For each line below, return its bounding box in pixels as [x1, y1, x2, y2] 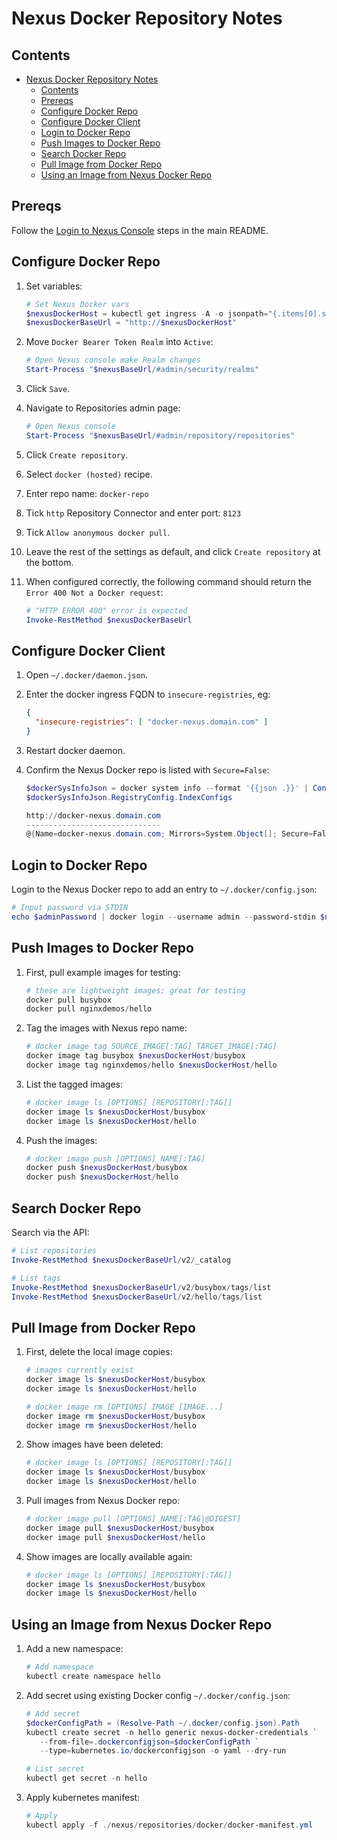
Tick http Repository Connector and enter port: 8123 [25, 507, 242, 519]
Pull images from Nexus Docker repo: [25, 1495, 181, 1507]
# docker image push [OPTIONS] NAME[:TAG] [25, 1153, 206, 1164]
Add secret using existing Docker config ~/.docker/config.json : [25, 1689, 291, 1701]
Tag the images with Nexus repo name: [25, 1022, 188, 1034]
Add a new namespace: [25, 1643, 124, 1655]
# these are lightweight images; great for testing [25, 985, 246, 996]
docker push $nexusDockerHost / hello [25, 1172, 179, 1182]
